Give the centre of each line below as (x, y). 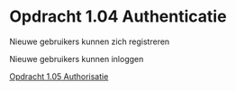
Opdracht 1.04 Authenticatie (118, 17)
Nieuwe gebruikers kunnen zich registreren (90, 41)
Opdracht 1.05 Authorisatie (59, 76)
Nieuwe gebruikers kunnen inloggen (77, 59)
